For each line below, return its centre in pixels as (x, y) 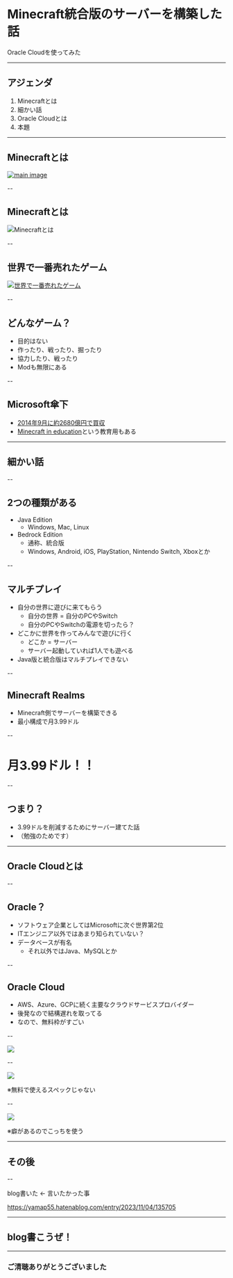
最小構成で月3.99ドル (48, 721)
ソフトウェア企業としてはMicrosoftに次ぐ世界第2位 (90, 925)
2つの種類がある (42, 503)
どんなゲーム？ (39, 323)
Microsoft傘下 (38, 405)
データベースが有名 (45, 943)
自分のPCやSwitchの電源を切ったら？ (81, 625)
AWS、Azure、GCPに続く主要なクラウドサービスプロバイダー (106, 1005)
